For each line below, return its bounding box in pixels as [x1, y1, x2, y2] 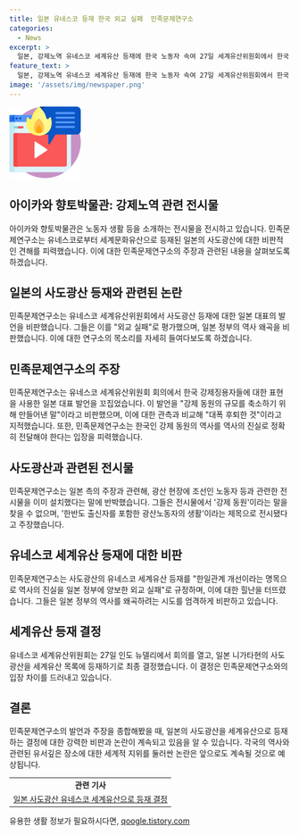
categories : [9, 23, 54, 33]
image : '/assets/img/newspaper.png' [9, 80, 145, 89]
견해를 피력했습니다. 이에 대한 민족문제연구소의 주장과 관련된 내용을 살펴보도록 [18, 246, 291, 256]
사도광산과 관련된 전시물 [9, 460, 134, 475]
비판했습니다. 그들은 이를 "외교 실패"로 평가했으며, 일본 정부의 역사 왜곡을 [25, 321, 281, 332]
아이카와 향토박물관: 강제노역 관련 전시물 [9, 197, 219, 213]
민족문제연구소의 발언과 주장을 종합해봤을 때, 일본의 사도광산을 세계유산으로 [9, 726, 272, 737]
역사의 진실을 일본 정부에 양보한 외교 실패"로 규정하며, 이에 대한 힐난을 [18, 584, 263, 595]
